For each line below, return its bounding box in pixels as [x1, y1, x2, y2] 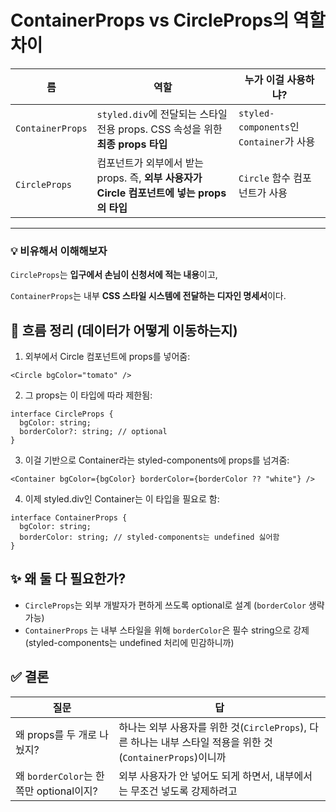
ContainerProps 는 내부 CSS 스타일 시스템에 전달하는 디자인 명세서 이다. [10, 290, 287, 302]
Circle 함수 [238, 171, 291, 185]
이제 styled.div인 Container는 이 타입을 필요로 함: [24, 493, 220, 505]
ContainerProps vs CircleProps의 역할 [10, 9, 326, 32]
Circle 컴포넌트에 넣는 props [96, 186, 227, 200]
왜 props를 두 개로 [15, 727, 97, 741]
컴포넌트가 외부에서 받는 [96, 156, 205, 170]
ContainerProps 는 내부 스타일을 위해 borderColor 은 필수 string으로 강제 [24, 624, 310, 636]
